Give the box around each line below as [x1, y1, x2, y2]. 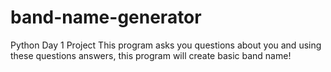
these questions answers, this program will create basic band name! [10, 49, 292, 61]
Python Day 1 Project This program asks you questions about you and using [10, 39, 322, 51]
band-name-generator [10, 6, 202, 29]
